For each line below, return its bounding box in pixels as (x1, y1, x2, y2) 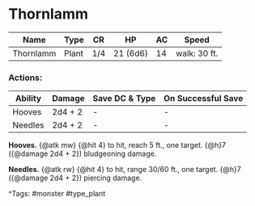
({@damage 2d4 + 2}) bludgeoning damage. (8, 149, 157, 158)
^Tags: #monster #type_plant (8, 189, 106, 199)
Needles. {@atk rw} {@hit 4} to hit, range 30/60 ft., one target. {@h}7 (8, 165, 241, 174)
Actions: (8, 72, 43, 83)
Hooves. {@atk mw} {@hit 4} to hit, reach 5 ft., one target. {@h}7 (8, 141, 227, 150)
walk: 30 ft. (175, 48, 219, 59)
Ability (15, 93, 42, 104)
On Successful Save (163, 93, 244, 104)
